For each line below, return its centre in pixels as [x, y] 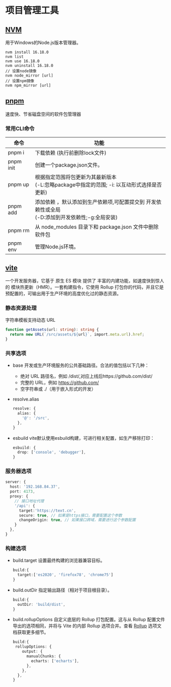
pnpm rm [19, 230]
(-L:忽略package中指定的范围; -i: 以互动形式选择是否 [98, 185]
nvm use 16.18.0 [22, 61]
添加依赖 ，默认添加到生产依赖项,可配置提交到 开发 [96, 202]
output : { [32, 652]
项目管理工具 [32, 10]
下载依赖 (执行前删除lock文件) [71, 153]
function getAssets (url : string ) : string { [52, 330]
